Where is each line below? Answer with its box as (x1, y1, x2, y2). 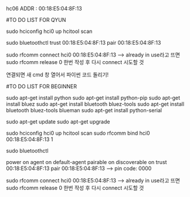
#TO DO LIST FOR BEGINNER (6, 83, 77, 90)
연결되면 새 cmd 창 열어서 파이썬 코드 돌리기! (6, 71, 109, 78)
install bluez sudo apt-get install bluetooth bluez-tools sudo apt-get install (6, 101, 185, 108)
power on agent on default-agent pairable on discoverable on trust (6, 159, 167, 165)
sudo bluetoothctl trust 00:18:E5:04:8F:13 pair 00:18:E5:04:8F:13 (6, 39, 161, 46)
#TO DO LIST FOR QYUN (6, 16, 66, 23)
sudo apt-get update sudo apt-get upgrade (6, 118, 110, 125)
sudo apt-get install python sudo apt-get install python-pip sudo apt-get (6, 94, 181, 101)
